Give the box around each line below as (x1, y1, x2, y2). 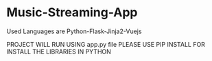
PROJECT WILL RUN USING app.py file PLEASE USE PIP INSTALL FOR (6, 40, 205, 48)
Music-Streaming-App (6, 5, 138, 20)
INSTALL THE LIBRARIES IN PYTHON (6, 47, 111, 56)
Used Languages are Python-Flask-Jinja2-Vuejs (6, 27, 142, 35)
